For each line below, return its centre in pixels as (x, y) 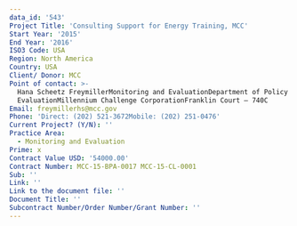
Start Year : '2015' (45, 34)
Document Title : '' (45, 200)
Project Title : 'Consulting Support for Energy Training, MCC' (129, 26)
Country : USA (33, 68)
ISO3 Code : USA (37, 51)
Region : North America (51, 59)
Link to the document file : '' (67, 191)
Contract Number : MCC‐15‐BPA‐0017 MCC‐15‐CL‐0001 (103, 166)
